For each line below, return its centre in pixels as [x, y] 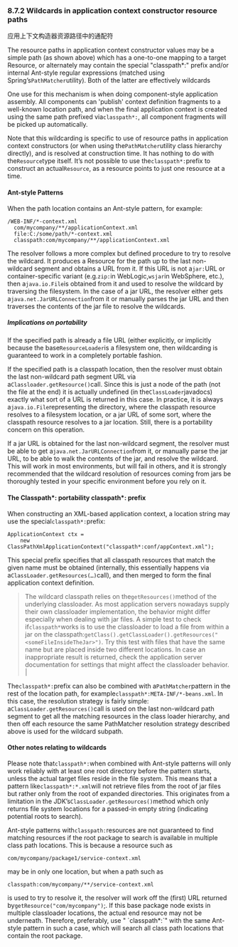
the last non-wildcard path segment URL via [72, 377]
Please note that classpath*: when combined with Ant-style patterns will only [119, 763]
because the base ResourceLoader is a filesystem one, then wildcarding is [113, 348]
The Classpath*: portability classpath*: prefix [77, 498]
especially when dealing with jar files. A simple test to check [113, 619]
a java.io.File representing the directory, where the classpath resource [112, 407]
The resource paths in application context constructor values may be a [111, 50]
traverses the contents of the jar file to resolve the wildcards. [97, 306]
